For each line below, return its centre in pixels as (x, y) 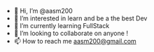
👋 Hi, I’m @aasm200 (43, 11)
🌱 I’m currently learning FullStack (62, 26)
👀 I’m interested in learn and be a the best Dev (80, 18)
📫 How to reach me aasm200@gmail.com (75, 41)
